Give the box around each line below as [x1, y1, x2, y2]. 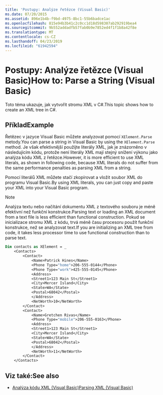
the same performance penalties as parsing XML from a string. [5, 165, 132, 171]
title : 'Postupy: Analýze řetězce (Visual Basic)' [5, 7, 111, 12]
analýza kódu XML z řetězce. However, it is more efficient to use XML [5, 154, 144, 160]
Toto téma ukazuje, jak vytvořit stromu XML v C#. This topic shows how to [5, 101, 154, 108]
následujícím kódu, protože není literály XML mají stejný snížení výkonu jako [5, 150, 158, 155]
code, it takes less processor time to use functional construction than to [5, 230, 150, 236]
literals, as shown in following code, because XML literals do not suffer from [5, 160, 158, 166]
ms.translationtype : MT [5, 30, 54, 35]
